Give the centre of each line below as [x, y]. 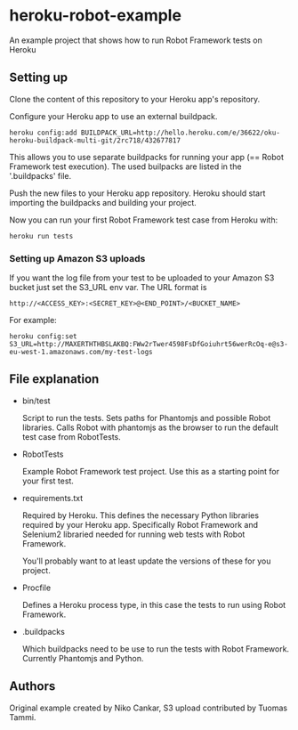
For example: [33, 320]
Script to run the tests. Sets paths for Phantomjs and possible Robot [146, 418]
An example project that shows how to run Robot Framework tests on [136, 40]
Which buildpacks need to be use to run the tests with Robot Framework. [156, 649]
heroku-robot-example [96, 16]
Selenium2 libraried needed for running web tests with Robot [133, 534]
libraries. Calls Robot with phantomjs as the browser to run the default [150, 427]
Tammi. [23, 717]
